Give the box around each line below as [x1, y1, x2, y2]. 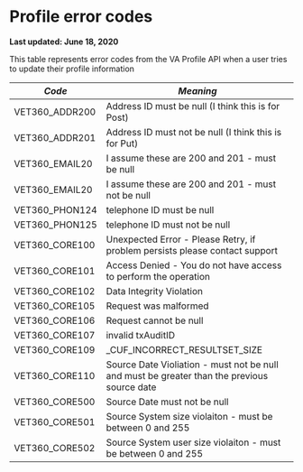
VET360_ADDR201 [14, 131, 96, 143]
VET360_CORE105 [14, 300, 96, 312]
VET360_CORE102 [14, 284, 96, 297]
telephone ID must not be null [106, 218, 231, 231]
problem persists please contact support [106, 244, 278, 256]
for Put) [106, 137, 138, 150]
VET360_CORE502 [14, 441, 96, 454]
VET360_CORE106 [14, 314, 96, 327]
